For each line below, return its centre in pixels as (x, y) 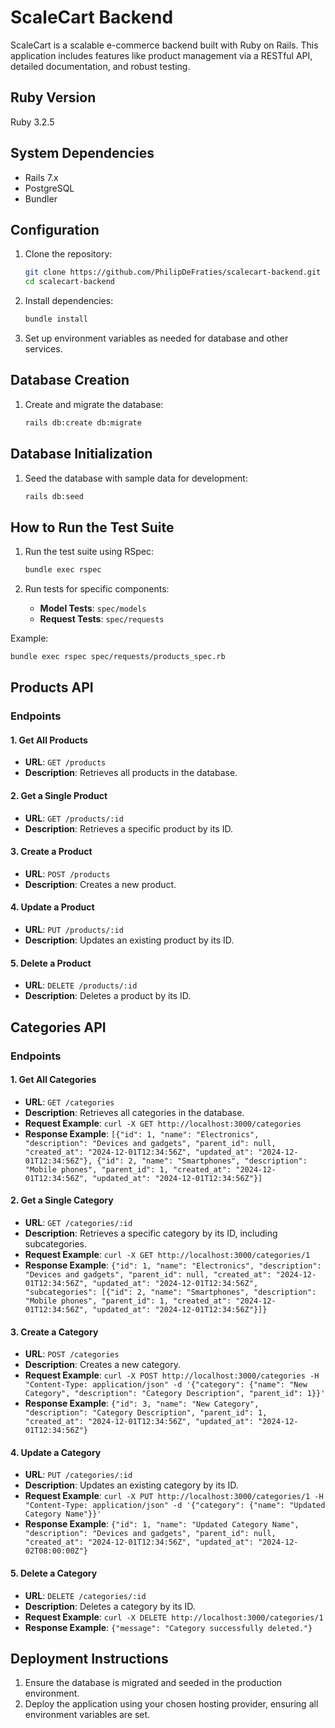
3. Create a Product (51, 852)
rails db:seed (54, 496)
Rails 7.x (41, 177)
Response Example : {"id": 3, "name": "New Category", (142, 1403)
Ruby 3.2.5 (32, 122)
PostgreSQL (49, 188)
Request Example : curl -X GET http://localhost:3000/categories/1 (167, 1254)
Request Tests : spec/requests (102, 619)
